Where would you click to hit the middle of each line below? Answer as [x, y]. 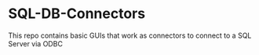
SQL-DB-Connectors [77, 14]
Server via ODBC [35, 43]
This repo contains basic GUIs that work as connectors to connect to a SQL [130, 35]
